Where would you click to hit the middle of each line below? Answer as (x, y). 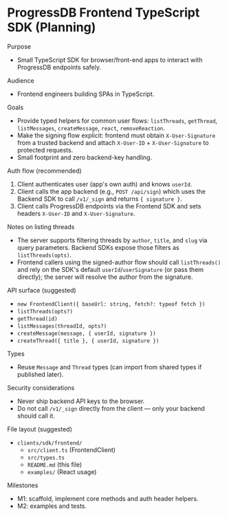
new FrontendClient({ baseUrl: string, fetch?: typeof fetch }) (111, 304)
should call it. (36, 416)
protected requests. (45, 150)
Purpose (19, 46)
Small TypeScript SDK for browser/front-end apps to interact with (110, 59)
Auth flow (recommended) (44, 170)
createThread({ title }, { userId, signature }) (88, 341)
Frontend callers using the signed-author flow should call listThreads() (119, 262)
